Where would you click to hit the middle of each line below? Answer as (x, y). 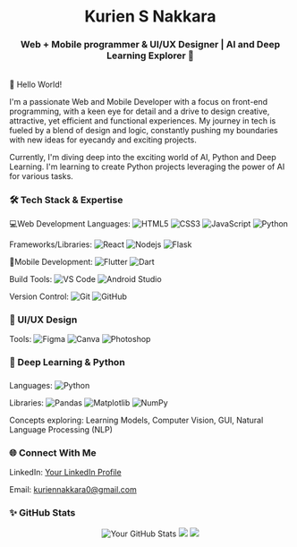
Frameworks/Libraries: (51, 244)
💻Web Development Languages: (70, 223)
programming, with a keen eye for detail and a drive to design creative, (140, 111)
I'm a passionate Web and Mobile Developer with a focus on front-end (139, 102)
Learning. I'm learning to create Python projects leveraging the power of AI (147, 167)
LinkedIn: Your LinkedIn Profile (66, 473)
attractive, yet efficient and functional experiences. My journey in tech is (143, 121)
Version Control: (39, 296)
